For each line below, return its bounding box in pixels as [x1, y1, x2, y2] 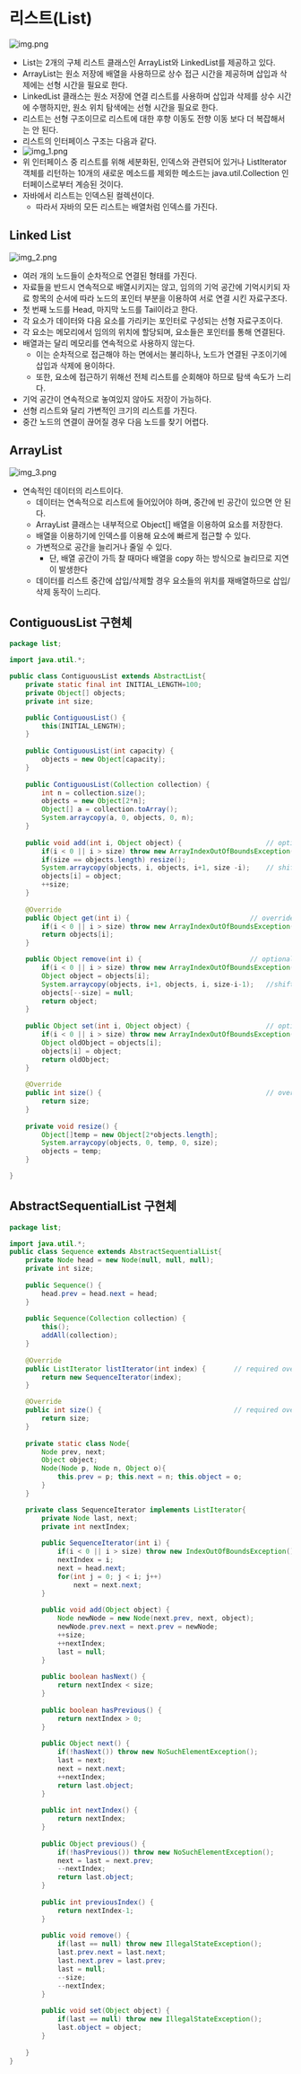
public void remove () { [41, 1931, 130, 1940]
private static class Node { [25, 1439, 130, 1448]
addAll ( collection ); [41, 1331, 118, 1340]
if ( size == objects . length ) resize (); [41, 855, 186, 864]
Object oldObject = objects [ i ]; [41, 1038, 163, 1047]
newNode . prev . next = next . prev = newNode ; [56, 1622, 219, 1631]
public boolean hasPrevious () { [41, 1706, 163, 1715]
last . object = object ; [56, 2023, 142, 2033]
